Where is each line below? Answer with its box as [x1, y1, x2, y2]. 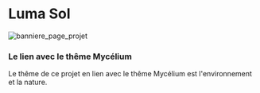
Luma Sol [8, 5, 71, 23]
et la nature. [8, 77, 48, 87]
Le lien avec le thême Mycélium [8, 51, 133, 62]
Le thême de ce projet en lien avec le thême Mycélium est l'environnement [8, 69, 253, 79]
